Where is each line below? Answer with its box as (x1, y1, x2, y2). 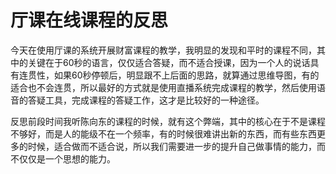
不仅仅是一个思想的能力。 (10, 152, 116, 165)
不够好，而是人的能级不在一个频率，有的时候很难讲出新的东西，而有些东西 (10, 127, 317, 140)
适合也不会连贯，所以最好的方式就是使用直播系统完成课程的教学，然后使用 (10, 81, 317, 93)
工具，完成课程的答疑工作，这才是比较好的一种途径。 (44, 94, 265, 106)
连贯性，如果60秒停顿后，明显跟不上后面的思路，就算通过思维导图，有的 (18, 69, 320, 81)
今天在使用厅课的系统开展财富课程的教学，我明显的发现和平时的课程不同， (10, 44, 317, 56)
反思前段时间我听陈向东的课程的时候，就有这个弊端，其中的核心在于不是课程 (10, 115, 326, 127)
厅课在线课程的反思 (10, 9, 169, 32)
